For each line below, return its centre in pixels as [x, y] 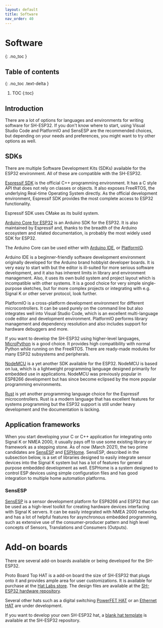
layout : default [21, 10]
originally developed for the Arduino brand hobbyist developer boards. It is [80, 262]
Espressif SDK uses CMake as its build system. [52, 213]
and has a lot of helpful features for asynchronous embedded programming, [81, 517]
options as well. [21, 141]
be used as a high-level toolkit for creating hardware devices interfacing [77, 506]
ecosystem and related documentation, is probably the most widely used [78, 233]
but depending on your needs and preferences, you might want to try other [80, 135]
